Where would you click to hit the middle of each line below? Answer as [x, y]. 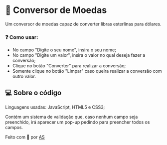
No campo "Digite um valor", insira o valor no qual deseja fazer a [79, 55]
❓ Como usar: [22, 37]
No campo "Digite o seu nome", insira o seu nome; [64, 50]
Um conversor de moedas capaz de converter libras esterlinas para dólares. [83, 24]
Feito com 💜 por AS [25, 137]
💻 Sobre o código [33, 92]
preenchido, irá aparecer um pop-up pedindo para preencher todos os [78, 122]
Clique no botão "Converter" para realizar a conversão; [69, 66]
